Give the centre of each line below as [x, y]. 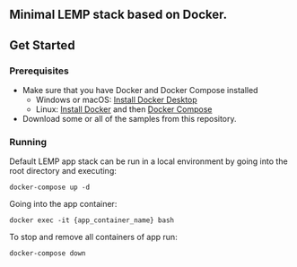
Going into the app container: [63, 204]
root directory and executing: [63, 171]
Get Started [42, 45]
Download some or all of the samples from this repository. [129, 119]
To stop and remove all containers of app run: [93, 237]
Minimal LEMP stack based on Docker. [118, 15]
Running [28, 142]
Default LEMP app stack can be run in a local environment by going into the [149, 161]
